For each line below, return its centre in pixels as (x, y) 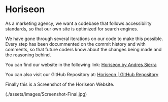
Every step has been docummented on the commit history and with (75, 44)
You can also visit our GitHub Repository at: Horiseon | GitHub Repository (82, 74)
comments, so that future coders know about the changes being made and (83, 49)
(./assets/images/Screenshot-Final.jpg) (46, 94)
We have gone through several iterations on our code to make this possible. (84, 39)
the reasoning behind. (28, 55)
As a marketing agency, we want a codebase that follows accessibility (78, 23)
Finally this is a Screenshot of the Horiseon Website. (60, 84)
